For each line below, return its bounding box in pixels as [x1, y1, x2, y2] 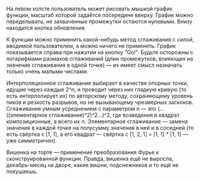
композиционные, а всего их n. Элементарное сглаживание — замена [6, 118, 188, 125]
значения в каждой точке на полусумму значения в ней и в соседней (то [6, 124, 194, 131]
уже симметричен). [6, 137, 57, 144]
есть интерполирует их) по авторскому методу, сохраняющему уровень [6, 93, 193, 99]
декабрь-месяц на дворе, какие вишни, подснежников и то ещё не [6, 162, 179, 168]
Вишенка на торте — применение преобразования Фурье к [6, 149, 159, 156]
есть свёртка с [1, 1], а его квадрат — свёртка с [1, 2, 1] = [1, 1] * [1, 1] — [6, 130, 188, 138]
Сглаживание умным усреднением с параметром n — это [6, 105, 157, 112]
